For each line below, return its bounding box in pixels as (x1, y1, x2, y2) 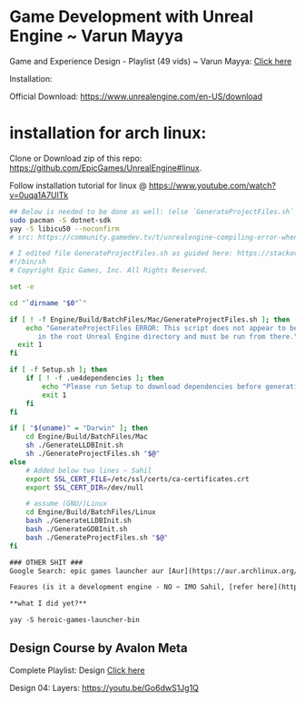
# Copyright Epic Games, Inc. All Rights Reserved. (9, 266, 209, 275)
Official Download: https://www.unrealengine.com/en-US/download (9, 91, 263, 102)
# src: (9, 232, 34, 242)
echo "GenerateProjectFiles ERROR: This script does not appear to (25, 323, 286, 332)
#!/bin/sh (9, 257, 47, 267)
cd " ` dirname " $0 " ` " (9, 298, 88, 308)
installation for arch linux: (9, 123, 207, 143)
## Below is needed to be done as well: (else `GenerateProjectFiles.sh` (9, 207, 295, 216)
